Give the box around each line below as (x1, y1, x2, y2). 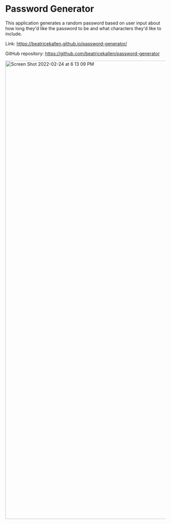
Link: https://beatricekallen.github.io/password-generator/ (5, 40, 127, 46)
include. (5, 31, 22, 37)
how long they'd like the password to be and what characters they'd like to (5, 25, 162, 31)
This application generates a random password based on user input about (5, 20, 160, 26)
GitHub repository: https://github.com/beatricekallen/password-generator (5, 50, 160, 57)
